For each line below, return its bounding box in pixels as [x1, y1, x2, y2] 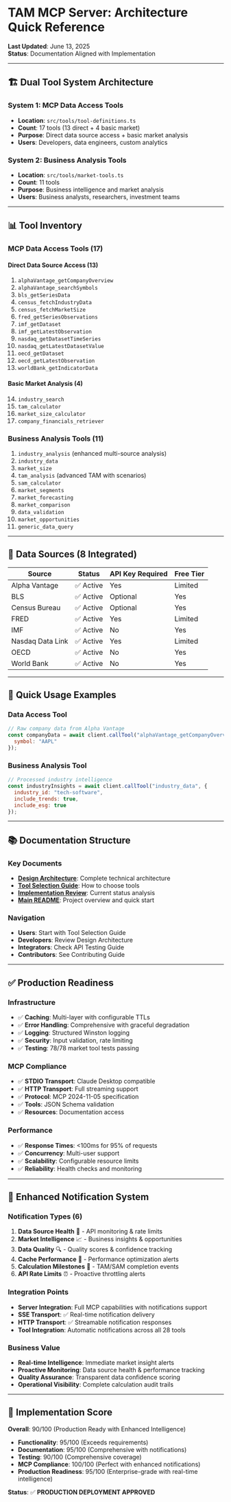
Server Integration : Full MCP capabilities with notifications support [17, 1303, 208, 1311]
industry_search [17, 396, 64, 403]
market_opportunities [17, 516, 80, 523]
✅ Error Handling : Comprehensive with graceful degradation [17, 1021, 190, 1029]
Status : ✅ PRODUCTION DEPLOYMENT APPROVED [8, 1488, 156, 1496]
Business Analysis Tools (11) [8, 434, 104, 443]
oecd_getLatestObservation [17, 358, 95, 365]
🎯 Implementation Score [8, 1407, 112, 1418]
